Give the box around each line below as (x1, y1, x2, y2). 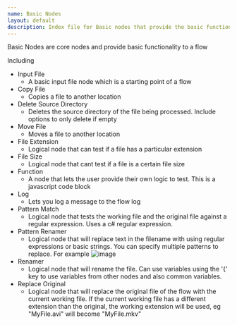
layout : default (7, 17, 55, 24)
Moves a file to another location (28, 130, 121, 138)
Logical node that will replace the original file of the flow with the (28, 287, 217, 296)
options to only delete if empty (28, 115, 118, 123)
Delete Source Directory (17, 100, 88, 109)
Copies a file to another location (28, 92, 121, 101)
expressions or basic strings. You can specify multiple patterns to (28, 243, 219, 251)
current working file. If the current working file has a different (28, 295, 206, 303)
